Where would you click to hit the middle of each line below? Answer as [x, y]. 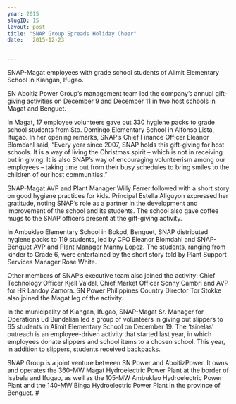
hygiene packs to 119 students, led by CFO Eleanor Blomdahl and [101, 240]
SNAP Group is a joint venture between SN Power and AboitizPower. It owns [118, 363]
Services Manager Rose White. [52, 262]
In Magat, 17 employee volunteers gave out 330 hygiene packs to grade [111, 122]
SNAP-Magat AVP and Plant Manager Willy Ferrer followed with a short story [118, 188]
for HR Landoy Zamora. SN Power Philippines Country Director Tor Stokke [114, 290]
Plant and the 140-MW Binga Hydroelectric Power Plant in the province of [114, 386]
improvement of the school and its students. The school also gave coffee [113, 211]
